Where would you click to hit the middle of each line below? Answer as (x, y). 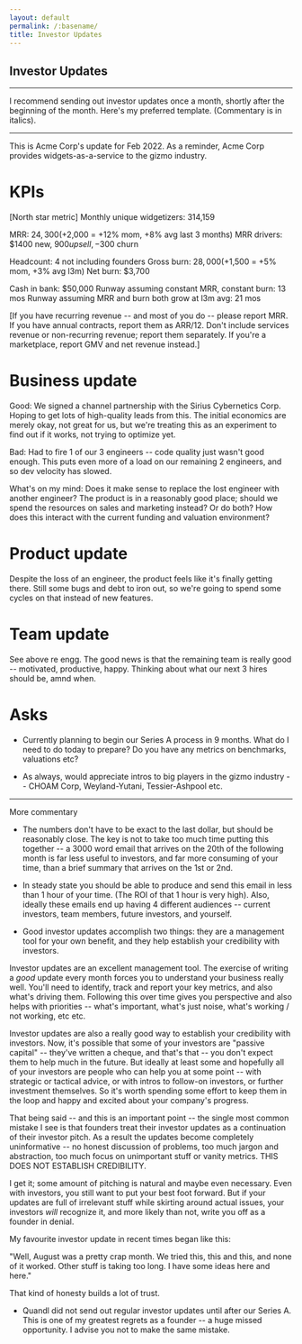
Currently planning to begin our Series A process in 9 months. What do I (155, 739)
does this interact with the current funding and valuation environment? (139, 517)
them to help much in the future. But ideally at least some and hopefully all (147, 1062)
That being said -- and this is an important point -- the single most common (149, 1118)
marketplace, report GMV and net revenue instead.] (105, 344)
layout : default (40, 18)
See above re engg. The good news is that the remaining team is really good (151, 659)
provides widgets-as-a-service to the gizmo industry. (108, 156)
